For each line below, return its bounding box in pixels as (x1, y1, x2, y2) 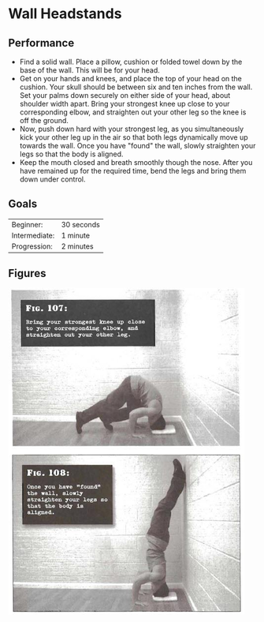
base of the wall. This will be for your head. (19, 66, 160, 75)
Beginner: (11, 219, 43, 229)
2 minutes (61, 242, 94, 251)
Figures (8, 266, 46, 280)
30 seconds (61, 219, 100, 229)
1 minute (61, 230, 91, 240)
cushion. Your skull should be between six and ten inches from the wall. (19, 82, 253, 92)
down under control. (19, 174, 86, 184)
